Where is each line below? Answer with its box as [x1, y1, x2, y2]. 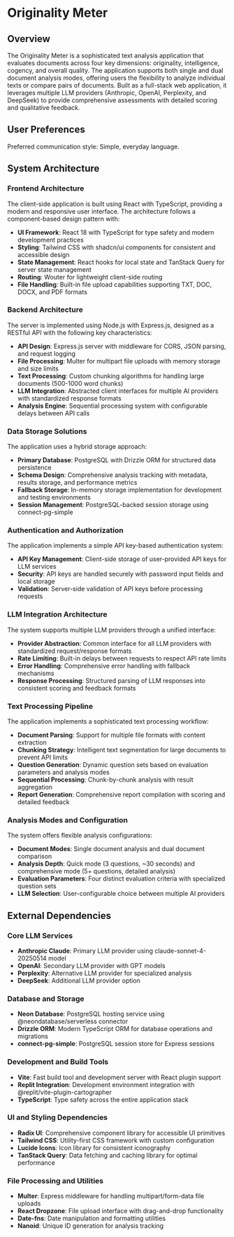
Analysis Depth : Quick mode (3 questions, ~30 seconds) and [17, 859, 196, 868]
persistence [17, 464, 52, 472]
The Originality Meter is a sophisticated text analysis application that [7, 51, 204, 60]
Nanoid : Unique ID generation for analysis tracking [17, 1222, 164, 1230]
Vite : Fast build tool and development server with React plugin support [17, 1073, 221, 1081]
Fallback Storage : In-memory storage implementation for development [17, 485, 222, 495]
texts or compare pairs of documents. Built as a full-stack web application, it [7, 81, 227, 89]
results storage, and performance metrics [17, 478, 138, 487]
